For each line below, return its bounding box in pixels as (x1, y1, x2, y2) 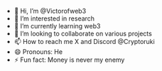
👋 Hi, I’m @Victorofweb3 (13, 7, 87, 15)
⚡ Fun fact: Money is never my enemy (13, 55, 125, 64)
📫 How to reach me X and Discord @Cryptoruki (13, 38, 155, 45)
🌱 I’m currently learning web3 (13, 22, 101, 30)
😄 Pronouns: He (13, 48, 63, 56)
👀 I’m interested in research (13, 14, 94, 23)
